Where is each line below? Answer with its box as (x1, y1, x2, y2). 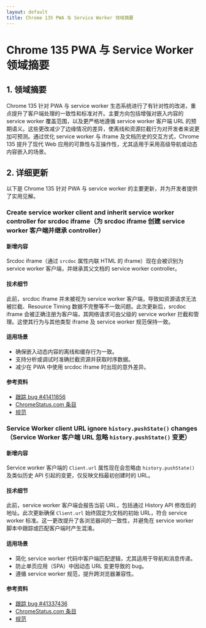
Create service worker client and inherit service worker (6, 208, 175, 217)
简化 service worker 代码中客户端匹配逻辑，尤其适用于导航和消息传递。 (15, 554, 196, 562)
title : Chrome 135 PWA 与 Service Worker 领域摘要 (6, 15, 134, 21)
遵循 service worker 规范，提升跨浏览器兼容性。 (15, 570, 137, 577)
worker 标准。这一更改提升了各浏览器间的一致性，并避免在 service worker (6, 517, 194, 524)
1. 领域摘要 (6, 85, 47, 95)
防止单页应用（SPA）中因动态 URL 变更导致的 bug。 (15, 562, 147, 570)
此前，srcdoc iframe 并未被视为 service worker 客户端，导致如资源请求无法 (6, 295, 197, 302)
